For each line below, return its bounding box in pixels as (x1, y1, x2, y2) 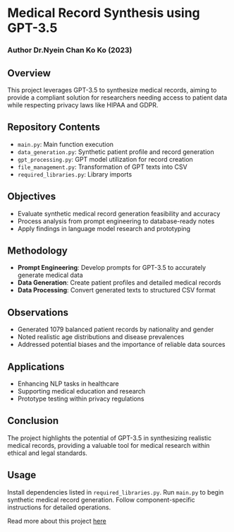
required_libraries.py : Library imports (17, 170, 133, 178)
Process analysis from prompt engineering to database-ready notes (17, 217, 215, 225)
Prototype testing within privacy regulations (17, 394, 144, 403)
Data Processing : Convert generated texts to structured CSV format (17, 286, 216, 295)
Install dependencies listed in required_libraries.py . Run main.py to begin (7, 487, 224, 496)
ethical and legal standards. (7, 449, 88, 457)
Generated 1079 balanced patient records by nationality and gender (17, 325, 214, 333)
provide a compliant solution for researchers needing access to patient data (7, 93, 228, 102)
